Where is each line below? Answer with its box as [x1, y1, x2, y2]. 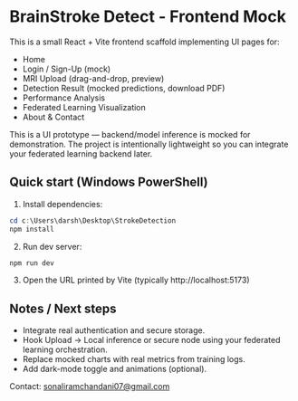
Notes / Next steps [9, 301, 117, 316]
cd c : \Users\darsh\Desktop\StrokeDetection [9, 215, 177, 225]
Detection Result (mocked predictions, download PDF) [22, 82, 226, 93]
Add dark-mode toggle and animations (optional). [22, 364, 207, 375]
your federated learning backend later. [9, 148, 153, 159]
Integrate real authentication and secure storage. [22, 325, 206, 336]
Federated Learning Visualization [22, 101, 147, 112]
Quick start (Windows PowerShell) [9, 175, 208, 190]
